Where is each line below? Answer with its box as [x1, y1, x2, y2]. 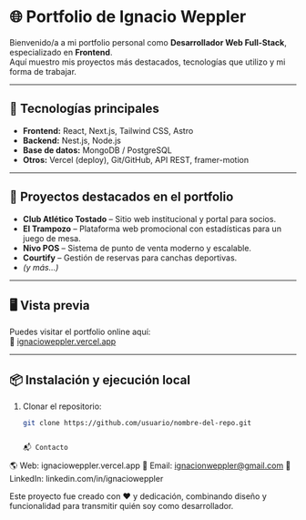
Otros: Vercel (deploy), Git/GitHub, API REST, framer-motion [22, 154, 249, 165]
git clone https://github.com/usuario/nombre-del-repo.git [22, 419, 252, 428]
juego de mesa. [22, 232, 81, 243]
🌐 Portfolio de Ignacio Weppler [9, 6, 247, 27]
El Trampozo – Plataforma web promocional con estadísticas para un [22, 223, 282, 234]
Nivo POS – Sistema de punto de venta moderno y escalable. [22, 242, 252, 253]
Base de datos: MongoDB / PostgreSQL [22, 144, 173, 156]
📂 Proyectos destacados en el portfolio [9, 189, 234, 205]
